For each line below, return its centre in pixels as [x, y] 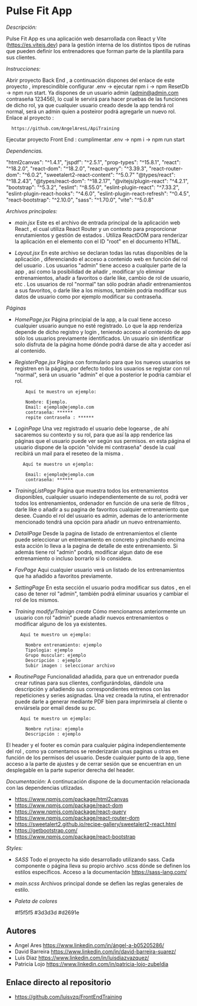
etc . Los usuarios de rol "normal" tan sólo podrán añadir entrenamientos [103, 284]
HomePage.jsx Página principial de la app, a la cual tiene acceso [93, 319]
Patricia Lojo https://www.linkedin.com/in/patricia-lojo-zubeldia [91, 964]
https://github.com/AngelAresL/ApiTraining [65, 128]
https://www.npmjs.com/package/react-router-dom [77, 818]
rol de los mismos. [37, 600]
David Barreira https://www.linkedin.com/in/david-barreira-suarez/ [95, 951]
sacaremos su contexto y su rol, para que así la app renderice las [94, 435]
